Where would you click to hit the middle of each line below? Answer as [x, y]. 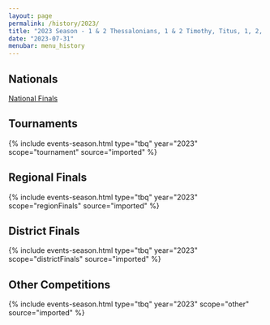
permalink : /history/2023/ [54, 24]
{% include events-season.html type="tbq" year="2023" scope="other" [129, 304]
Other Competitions [60, 284]
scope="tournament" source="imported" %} [83, 152]
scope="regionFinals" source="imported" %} [84, 205]
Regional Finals [48, 178]
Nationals [33, 79]
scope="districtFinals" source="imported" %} [85, 259]
